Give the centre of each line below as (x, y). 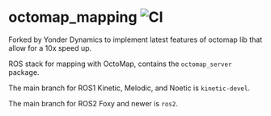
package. (24, 72)
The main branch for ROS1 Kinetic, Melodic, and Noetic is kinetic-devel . (129, 88)
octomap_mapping (73, 17)
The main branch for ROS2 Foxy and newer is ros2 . (93, 103)
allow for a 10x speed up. (50, 48)
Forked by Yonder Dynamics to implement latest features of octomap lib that (135, 39)
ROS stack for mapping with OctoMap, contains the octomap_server (120, 64)
